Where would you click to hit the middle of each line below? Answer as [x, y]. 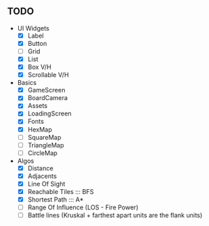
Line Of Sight [46, 184]
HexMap [40, 129]
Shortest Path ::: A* [56, 200]
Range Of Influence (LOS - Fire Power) [83, 207]
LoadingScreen [49, 113]
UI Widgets [33, 28]
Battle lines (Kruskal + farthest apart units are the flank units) [115, 216]
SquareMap [44, 137]
